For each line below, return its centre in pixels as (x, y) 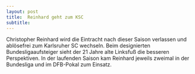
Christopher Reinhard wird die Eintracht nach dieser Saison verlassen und (97, 40)
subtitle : (18, 22)
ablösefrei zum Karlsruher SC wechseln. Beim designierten (78, 46)
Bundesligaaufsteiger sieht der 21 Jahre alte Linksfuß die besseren (88, 52)
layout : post (22, 12)
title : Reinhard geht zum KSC (45, 17)
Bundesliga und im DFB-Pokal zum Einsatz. (59, 65)
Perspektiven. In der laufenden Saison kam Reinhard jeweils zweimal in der (98, 58)
